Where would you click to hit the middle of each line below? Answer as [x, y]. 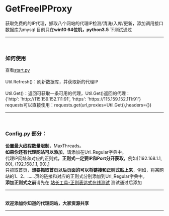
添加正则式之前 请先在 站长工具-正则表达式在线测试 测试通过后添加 [74, 182]
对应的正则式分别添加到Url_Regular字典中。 [102, 176]
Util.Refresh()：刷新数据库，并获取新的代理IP [52, 82]
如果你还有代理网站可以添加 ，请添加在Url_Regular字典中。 [66, 152]
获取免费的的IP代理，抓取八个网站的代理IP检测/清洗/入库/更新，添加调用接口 [84, 23]
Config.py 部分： [26, 134]
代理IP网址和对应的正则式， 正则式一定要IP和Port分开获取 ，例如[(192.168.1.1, [84, 158]
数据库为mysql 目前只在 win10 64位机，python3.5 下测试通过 [69, 29]
